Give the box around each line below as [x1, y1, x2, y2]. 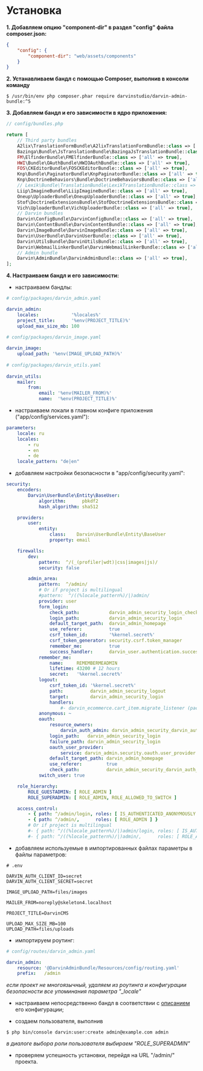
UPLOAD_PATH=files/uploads [6, 926, 74, 932]
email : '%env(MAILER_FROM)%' [38, 390, 112, 396]
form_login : [38, 604, 69, 610]
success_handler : [49, 649, 94, 655]
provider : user [38, 598, 77, 604]
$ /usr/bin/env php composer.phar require [6, 93, 115, 100]
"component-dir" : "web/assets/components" [28, 53, 137, 59]
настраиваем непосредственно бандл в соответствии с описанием [14, 1000, 190, 1007]
